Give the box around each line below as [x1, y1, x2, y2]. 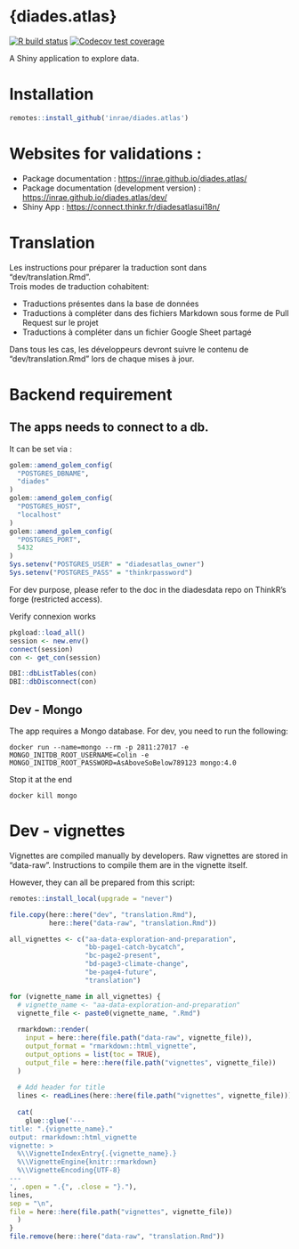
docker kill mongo [9, 791, 77, 800]
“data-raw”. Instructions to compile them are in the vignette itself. [9, 859, 248, 870]
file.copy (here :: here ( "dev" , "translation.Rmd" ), [9, 910, 198, 919]
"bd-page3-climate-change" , [85, 960, 190, 969]
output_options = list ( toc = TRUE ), [25, 1050, 162, 1058]
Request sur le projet [21, 317, 100, 328]
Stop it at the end [9, 774, 73, 784]
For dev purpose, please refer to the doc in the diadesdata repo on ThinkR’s [9, 584, 287, 595]
